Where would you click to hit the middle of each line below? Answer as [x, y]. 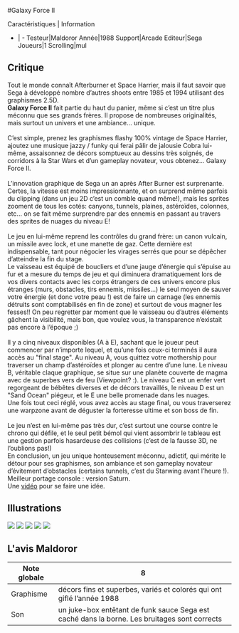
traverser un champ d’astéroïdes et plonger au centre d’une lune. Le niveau [117, 365]
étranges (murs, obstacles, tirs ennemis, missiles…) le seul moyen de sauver [119, 289]
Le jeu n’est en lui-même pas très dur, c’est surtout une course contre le [113, 425]
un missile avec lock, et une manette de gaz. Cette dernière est [100, 244]
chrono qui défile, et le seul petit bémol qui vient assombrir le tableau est [114, 433]
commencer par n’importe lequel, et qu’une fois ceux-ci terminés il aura [112, 350]
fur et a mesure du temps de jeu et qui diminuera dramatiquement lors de [115, 274]
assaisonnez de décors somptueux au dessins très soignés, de [121, 153]
